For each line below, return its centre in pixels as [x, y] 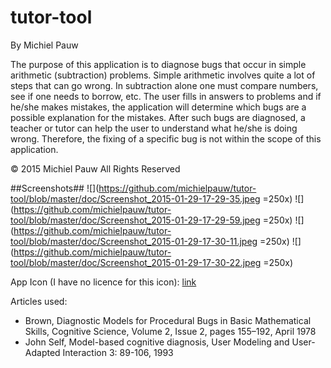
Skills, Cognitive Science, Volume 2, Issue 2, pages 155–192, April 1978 [170, 331]
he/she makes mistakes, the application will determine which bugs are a [158, 107]
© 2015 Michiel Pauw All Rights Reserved [95, 168]
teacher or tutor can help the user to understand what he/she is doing [154, 128]
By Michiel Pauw [44, 45]
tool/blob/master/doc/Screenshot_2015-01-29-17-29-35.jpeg [135, 198]
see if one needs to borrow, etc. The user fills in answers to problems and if [166, 96]
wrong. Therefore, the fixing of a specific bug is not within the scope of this [166, 138]
